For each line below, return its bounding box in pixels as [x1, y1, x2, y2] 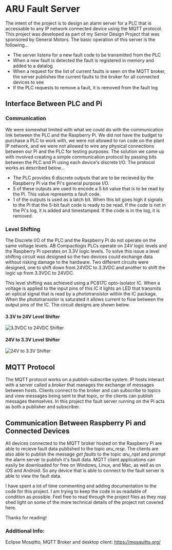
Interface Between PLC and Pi [5, 100, 103, 108]
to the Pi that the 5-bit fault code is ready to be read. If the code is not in [12, 202, 166, 208]
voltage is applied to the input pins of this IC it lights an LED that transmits [5, 285, 162, 291]
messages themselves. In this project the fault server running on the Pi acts [5, 398, 165, 404]
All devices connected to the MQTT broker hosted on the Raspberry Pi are [5, 440, 162, 446]
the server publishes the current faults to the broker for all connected [12, 73, 160, 80]
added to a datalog [12, 63, 53, 69]
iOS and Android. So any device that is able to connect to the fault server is [5, 467, 164, 474]
